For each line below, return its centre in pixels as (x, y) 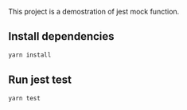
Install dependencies (61, 36)
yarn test (25, 98)
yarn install (30, 55)
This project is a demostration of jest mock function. (94, 12)
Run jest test (40, 80)
